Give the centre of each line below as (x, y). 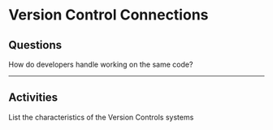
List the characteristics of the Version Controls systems (101, 117)
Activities (33, 98)
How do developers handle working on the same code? (101, 64)
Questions (35, 45)
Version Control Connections (108, 15)
